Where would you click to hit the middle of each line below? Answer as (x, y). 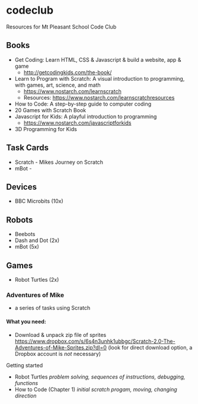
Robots (20, 220)
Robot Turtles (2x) (37, 280)
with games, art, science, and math (58, 85)
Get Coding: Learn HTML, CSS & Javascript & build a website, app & (98, 59)
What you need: (26, 322)
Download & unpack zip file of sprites (60, 335)
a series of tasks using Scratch (52, 308)
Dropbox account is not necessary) (58, 354)
